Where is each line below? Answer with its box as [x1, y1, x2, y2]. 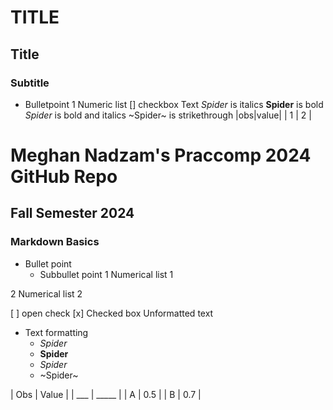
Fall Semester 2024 [10, 205, 135, 222]
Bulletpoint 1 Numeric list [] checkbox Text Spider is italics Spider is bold [24, 98, 324, 110]
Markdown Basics [10, 235, 100, 249]
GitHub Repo [10, 166, 118, 188]
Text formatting [24, 326, 89, 338]
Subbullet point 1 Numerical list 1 [39, 268, 174, 280]
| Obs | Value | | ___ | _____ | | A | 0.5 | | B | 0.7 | [10, 388, 202, 400]
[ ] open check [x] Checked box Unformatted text [10, 307, 214, 319]
